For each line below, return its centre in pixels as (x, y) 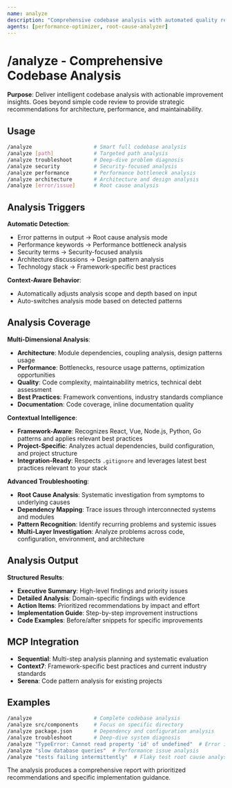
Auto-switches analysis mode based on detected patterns (99, 301)
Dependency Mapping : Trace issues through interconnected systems (116, 509)
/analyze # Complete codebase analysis (94, 718)
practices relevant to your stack (62, 467)
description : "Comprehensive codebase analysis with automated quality (112, 20)
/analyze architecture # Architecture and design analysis (103, 179)
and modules (36, 517)
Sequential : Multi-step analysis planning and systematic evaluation (113, 659)
